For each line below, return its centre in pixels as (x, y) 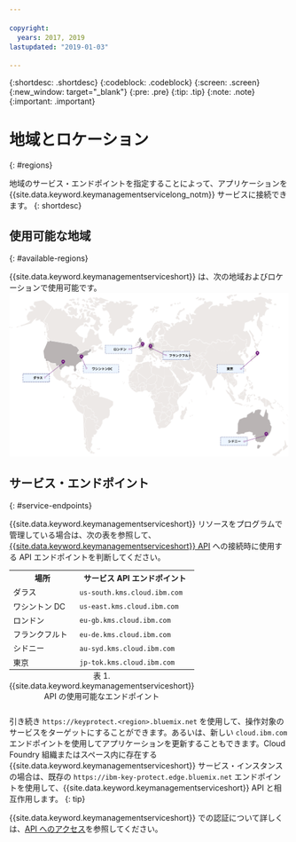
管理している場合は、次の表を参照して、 (83, 535)
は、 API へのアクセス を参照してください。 (86, 829)
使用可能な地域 (50, 236)
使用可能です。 (74, 287)
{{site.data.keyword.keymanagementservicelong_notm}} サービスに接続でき (148, 194)
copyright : (29, 28)
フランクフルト (40, 634)
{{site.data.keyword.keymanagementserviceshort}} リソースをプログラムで (146, 523)
